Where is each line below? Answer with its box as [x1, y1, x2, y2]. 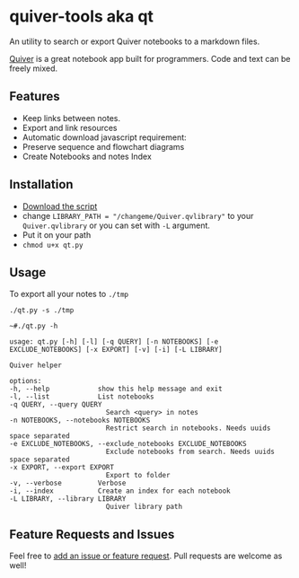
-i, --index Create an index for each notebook [9, 486, 231, 495]
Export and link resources [22, 122, 118, 133]
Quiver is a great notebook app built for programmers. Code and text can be [9, 53, 291, 64]
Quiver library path [105, 503, 182, 512]
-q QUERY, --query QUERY [9, 400, 102, 409]
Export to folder [105, 471, 171, 480]
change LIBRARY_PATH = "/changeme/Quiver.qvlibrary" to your [22, 210, 254, 221]
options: [9, 377, 42, 386]
